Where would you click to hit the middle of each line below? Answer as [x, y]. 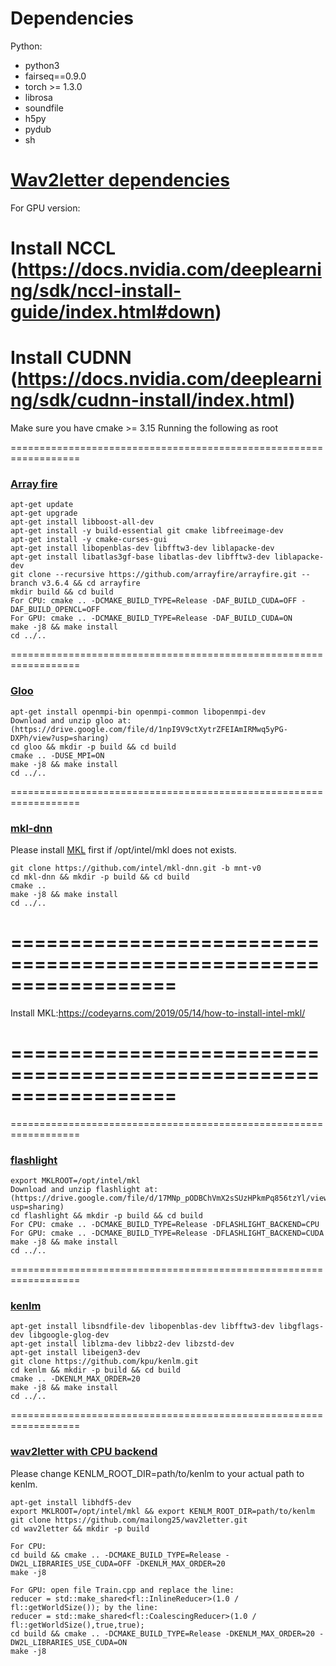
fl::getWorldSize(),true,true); [77, 1625]
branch [24, 583]
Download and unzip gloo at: [71, 720]
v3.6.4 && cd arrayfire [91, 583]
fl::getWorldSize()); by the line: [84, 1607]
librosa [38, 97]
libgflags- [301, 1327]
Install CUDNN [71, 358]
